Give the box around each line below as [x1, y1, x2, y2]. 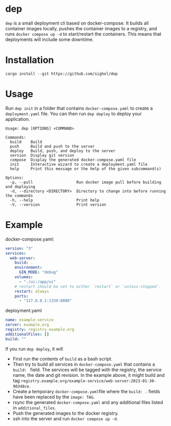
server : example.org [5, 322, 50, 328]
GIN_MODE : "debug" [18, 270, 58, 275]
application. [5, 116, 30, 122]
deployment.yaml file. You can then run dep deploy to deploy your [5, 111, 142, 117]
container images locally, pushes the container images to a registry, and [5, 25, 157, 31]
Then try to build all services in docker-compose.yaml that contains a [12, 361, 155, 367]
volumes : [14, 274, 33, 280]
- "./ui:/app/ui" [18, 279, 56, 284]
